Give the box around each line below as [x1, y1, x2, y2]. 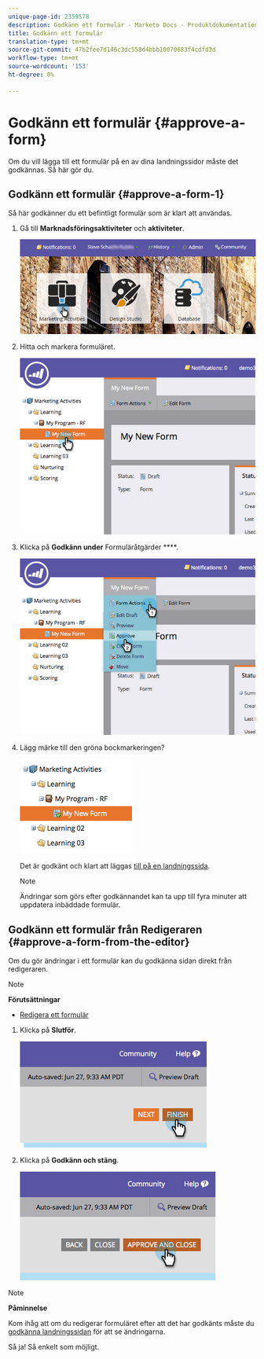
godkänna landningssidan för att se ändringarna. [8, 1327, 166, 1336]
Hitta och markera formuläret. [19, 342, 115, 351]
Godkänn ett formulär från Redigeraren [8, 923, 203, 936]
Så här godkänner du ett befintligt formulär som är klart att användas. [8, 208, 233, 218]
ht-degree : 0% [8, 71, 55, 79]
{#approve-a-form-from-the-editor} [8, 935, 190, 949]
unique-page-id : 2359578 [8, 13, 90, 20]
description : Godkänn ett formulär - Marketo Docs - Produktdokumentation [8, 20, 258, 29]
